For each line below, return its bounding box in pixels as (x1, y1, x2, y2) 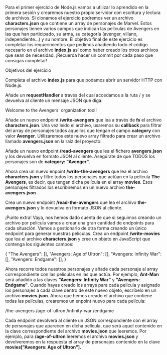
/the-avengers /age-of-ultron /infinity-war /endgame (5, 308, 114, 313)
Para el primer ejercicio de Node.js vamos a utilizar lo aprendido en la (5, 5, 149, 10)
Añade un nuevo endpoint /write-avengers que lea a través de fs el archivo (5, 117, 162, 123)
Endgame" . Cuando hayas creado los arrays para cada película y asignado (5, 282, 160, 288)
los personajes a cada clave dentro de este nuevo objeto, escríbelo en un (5, 287, 156, 293)
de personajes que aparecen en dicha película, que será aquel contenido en (5, 323, 162, 328)
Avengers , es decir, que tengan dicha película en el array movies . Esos (5, 179, 153, 185)
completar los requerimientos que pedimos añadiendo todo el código (5, 42, 148, 47)
